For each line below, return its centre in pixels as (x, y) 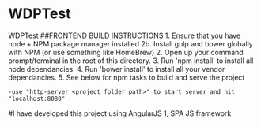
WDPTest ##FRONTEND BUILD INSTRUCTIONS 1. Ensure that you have (125, 35)
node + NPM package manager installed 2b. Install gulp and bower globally (130, 43)
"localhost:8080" (37, 98)
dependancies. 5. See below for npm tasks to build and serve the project (127, 77)
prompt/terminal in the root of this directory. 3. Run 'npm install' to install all (131, 61)
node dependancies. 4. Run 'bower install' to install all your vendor (117, 69)
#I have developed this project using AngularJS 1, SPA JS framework (120, 113)
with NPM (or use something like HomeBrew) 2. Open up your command (126, 52)
